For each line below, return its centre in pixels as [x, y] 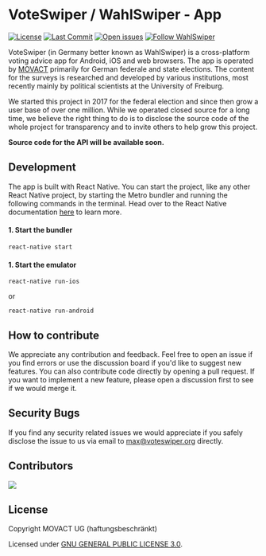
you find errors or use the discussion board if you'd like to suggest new [125, 362]
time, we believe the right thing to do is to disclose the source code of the [129, 118]
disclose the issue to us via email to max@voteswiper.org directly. [116, 440]
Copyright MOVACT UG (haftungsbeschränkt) [83, 529]
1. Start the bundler [40, 230]
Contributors [41, 466]
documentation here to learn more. [65, 212]
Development [42, 168]
